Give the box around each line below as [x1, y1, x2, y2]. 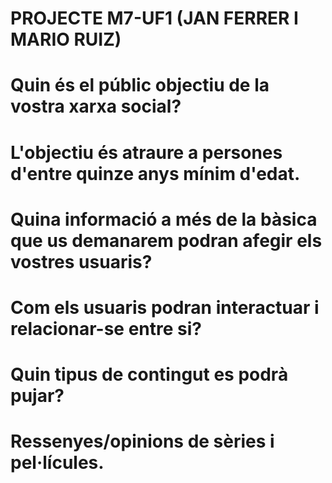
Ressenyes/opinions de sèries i [10, 430, 275, 453]
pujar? [10, 385, 65, 407]
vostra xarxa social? [10, 95, 182, 118]
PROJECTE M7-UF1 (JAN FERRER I [10, 7, 299, 30]
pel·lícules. [10, 452, 105, 474]
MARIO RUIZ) [10, 28, 122, 51]
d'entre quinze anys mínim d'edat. [10, 162, 301, 185]
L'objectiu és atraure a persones [10, 141, 283, 164]
